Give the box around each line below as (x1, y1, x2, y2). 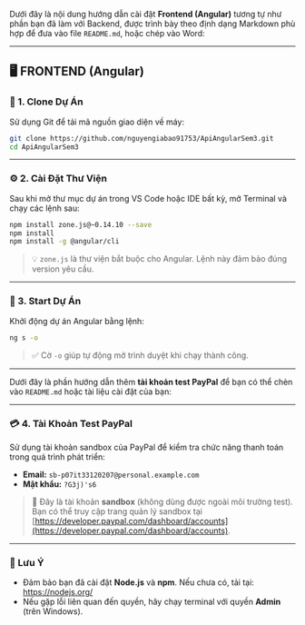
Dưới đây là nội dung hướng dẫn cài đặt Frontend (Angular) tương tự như (9, 9, 282, 19)
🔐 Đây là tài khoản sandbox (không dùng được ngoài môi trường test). (31, 496, 293, 507)
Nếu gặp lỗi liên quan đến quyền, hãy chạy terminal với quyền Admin (22, 596, 281, 608)
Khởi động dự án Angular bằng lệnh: (9, 315, 145, 326)
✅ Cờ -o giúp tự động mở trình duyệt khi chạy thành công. (31, 350, 250, 361)
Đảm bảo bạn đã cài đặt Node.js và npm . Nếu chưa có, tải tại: (22, 577, 254, 588)
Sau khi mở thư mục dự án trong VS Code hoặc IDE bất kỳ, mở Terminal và (9, 193, 288, 203)
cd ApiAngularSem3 (9, 142, 79, 152)
